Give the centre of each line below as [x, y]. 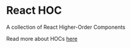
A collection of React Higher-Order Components [66, 27]
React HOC [34, 10]
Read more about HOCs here [42, 38]
